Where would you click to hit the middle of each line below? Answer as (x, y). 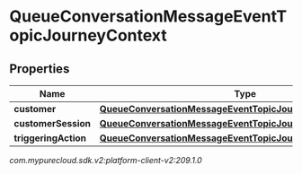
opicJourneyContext (89, 35)
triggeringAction (50, 138)
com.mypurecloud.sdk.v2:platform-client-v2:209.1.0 (106, 160)
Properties (40, 69)
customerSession (53, 123)
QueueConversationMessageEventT (148, 17)
